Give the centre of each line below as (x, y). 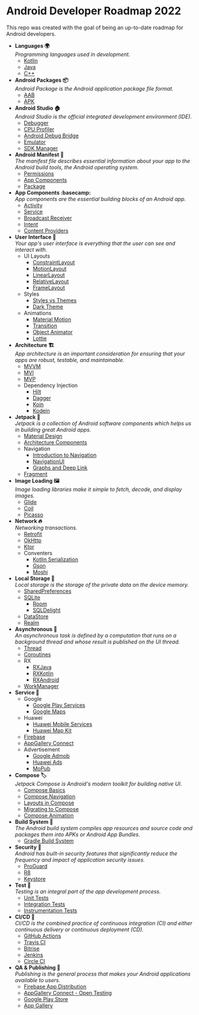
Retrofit (33, 534)
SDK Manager (41, 148)
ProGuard (35, 866)
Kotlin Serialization (55, 559)
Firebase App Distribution (55, 986)
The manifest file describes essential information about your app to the (102, 161)
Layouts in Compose (49, 803)
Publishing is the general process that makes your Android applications (102, 974)
